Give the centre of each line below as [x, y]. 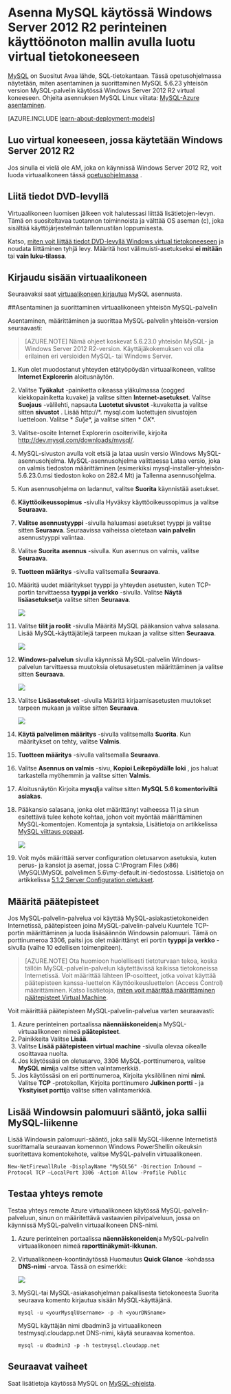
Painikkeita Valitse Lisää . [53, 1039]
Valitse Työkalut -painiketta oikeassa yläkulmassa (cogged [101, 390]
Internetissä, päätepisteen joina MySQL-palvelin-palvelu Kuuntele [100, 926]
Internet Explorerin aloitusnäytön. [66, 377]
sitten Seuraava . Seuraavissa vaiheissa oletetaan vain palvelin [107, 530]
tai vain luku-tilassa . [37, 256]
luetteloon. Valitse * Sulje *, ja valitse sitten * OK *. [86, 419]
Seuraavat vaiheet [48, 1367]
